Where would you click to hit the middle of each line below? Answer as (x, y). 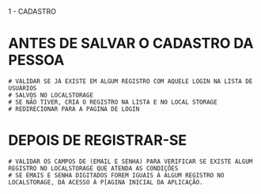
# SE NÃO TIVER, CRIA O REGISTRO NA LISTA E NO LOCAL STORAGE (113, 102)
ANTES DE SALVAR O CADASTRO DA (131, 44)
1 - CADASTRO (32, 11)
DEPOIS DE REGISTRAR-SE (98, 141)
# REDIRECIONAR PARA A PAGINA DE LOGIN (74, 109)
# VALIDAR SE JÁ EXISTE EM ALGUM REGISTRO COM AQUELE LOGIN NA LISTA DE (130, 81)
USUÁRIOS (23, 88)
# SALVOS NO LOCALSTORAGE (51, 95)
